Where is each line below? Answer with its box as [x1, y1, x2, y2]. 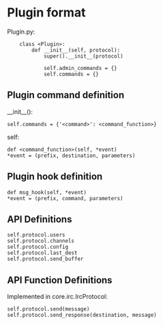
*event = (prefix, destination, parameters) [7, 152, 136, 159]
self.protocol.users [7, 232, 66, 239]
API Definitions [7, 213, 72, 225]
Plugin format [7, 5, 86, 21]
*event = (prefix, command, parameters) [7, 195, 124, 202]
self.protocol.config [7, 243, 69, 251]
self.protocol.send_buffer [7, 256, 84, 263]
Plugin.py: [7, 27, 35, 36]
